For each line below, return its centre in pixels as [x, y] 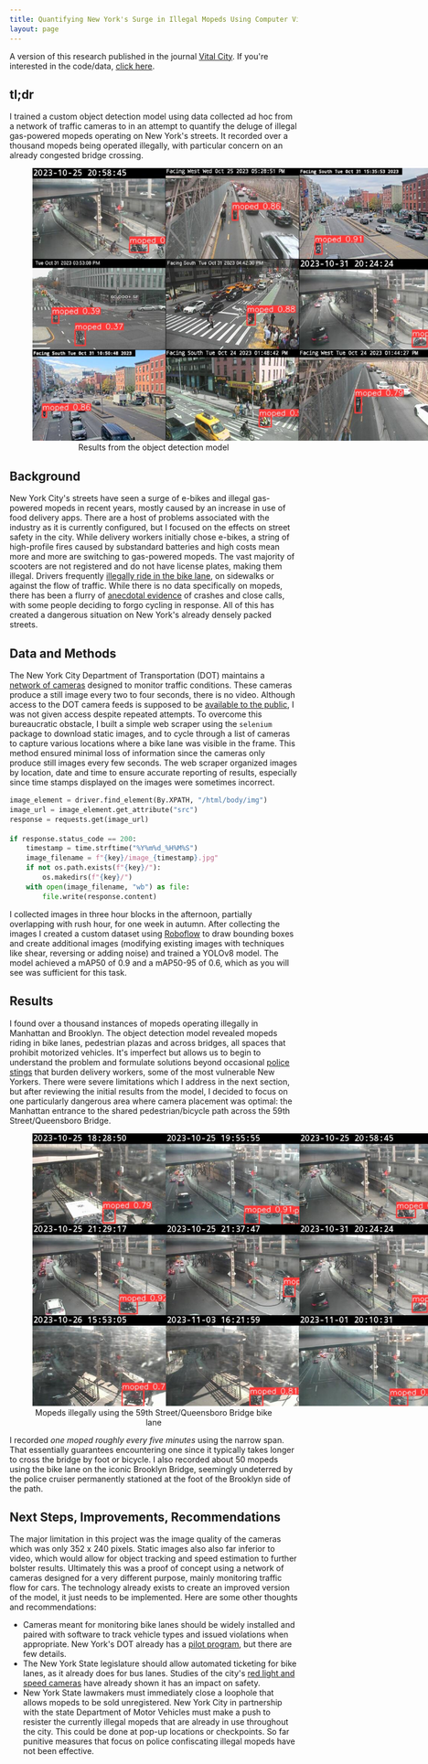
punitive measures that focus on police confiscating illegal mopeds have [159, 1741]
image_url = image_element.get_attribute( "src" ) [104, 809]
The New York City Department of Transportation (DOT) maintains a [137, 676]
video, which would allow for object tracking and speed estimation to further [153, 1558]
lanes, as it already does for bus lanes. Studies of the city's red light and [159, 1673]
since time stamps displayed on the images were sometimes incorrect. [142, 783]
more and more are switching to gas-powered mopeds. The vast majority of [152, 557]
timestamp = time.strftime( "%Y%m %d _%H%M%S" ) [112, 849]
